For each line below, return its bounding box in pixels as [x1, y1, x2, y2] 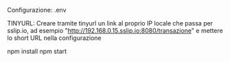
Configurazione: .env [7, 6, 67, 14]
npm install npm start [7, 48, 67, 55]
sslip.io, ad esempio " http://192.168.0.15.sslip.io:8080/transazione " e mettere [7, 27, 223, 34]
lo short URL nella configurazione [7, 34, 102, 42]
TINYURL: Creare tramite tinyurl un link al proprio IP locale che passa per [7, 19, 214, 27]
